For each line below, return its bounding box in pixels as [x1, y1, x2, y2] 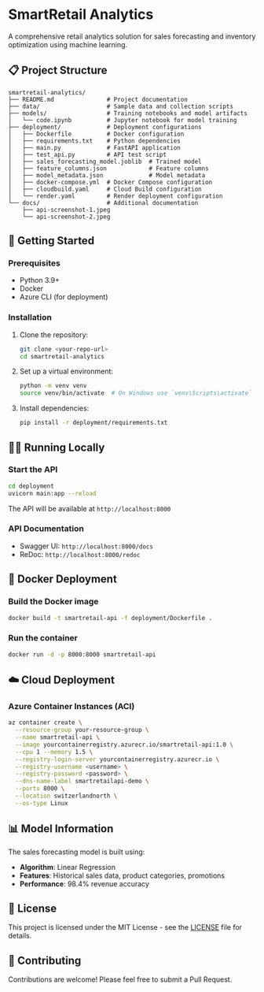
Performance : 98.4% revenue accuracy [19, 879, 149, 888]
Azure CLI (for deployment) [19, 292, 108, 302]
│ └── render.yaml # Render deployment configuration [8, 191, 223, 200]
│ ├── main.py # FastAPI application [8, 143, 181, 151]
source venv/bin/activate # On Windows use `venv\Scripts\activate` [19, 389, 253, 397]
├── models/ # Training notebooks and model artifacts [8, 109, 247, 117]
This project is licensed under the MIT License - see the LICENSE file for [8, 923, 242, 932]
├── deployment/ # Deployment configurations [8, 123, 202, 131]
